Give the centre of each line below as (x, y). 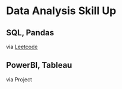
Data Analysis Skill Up (61, 11)
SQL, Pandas (30, 33)
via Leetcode (22, 47)
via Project (19, 79)
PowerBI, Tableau (39, 65)
